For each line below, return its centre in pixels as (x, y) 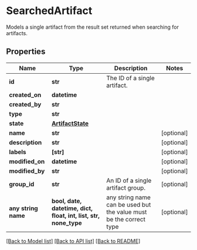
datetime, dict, (72, 208)
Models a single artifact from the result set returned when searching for (92, 27)
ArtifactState (70, 123)
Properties (26, 52)
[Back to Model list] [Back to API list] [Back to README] (73, 241)
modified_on (27, 161)
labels (18, 152)
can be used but (129, 204)
